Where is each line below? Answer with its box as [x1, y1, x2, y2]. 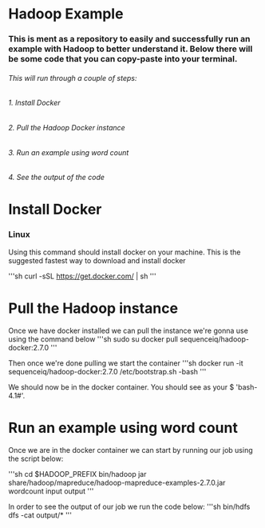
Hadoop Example [8, 5, 124, 23]
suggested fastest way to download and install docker [8, 255, 186, 265]
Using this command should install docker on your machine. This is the [8, 247, 241, 257]
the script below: [8, 454, 64, 463]
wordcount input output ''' [8, 486, 94, 496]
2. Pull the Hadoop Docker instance [8, 122, 125, 132]
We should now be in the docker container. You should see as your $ [8, 382, 235, 392]
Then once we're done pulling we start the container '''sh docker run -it [8, 358, 243, 368]
